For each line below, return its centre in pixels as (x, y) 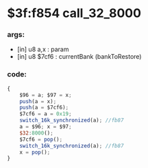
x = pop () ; (35, 152)
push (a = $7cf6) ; (44, 108)
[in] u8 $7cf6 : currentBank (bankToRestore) (79, 57)
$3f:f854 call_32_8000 (74, 13)
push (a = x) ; (38, 101)
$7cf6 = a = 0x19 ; (46, 114)
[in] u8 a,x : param (43, 49)
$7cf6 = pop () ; (41, 139)
